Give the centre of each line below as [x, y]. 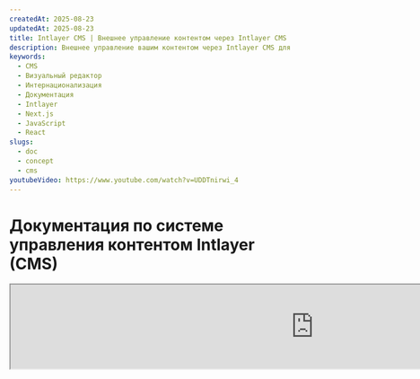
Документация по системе [117, 225]
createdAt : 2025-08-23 [52, 19]
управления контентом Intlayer [132, 245]
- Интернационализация [60, 85]
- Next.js [35, 114]
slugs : [22, 142]
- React [32, 133]
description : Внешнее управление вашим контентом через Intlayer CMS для [150, 48]
